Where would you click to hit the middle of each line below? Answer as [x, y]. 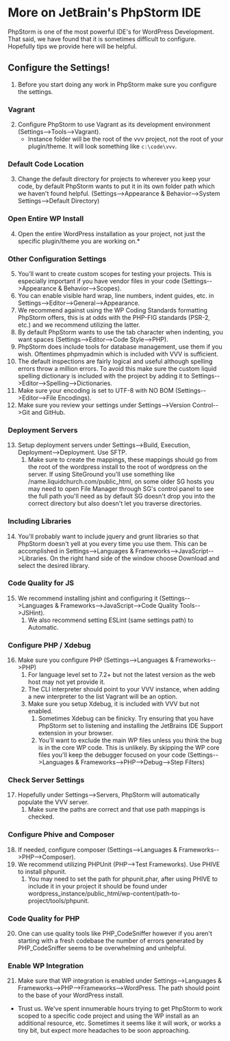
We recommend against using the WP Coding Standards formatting [113, 310]
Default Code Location [46, 164]
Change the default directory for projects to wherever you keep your [114, 179]
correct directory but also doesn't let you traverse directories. [115, 503]
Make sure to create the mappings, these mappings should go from [123, 460]
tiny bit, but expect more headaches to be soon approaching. [104, 1031]
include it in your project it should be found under [98, 886]
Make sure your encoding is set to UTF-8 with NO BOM [95, 390]
